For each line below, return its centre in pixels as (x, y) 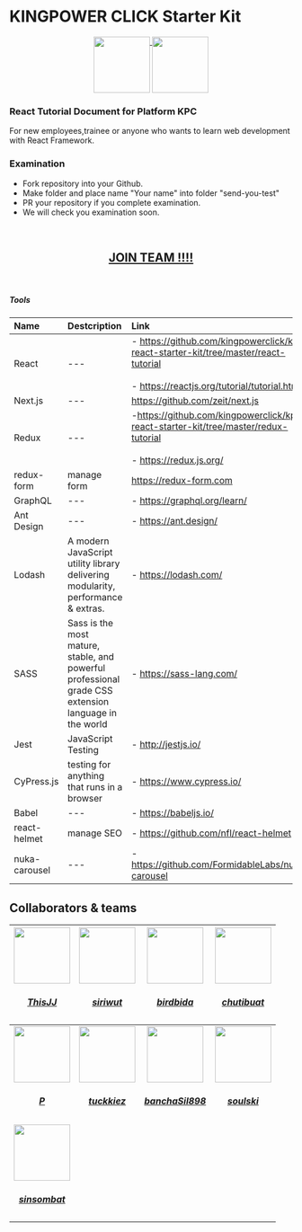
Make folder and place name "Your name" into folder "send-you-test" (151, 193)
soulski (243, 1101)
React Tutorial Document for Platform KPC (103, 111)
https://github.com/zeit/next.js (195, 401)
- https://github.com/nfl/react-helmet (212, 833)
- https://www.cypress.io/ (187, 782)
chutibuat (243, 1002)
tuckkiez (107, 1101)
